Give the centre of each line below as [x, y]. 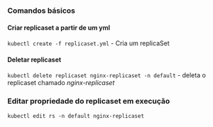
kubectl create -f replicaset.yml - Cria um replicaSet [88, 43]
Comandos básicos [42, 11]
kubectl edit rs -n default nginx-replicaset [76, 116]
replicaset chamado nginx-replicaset [61, 83]
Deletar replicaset [34, 60]
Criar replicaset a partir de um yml [59, 28]
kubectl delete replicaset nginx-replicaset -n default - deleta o [106, 75]
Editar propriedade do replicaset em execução [89, 101]
